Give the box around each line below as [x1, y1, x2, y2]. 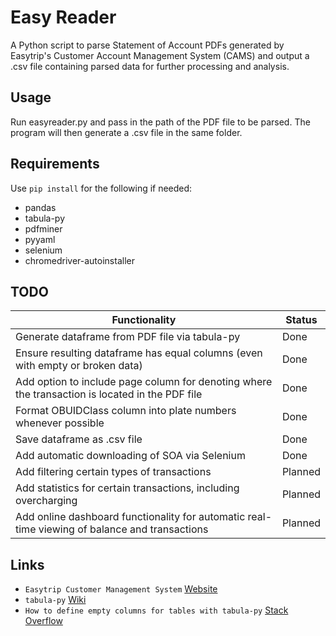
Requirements [10, 156, 100, 173]
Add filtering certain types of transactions [15, 465, 212, 479]
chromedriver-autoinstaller [24, 254, 135, 266]
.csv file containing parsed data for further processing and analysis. [10, 60, 290, 72]
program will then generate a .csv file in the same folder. [10, 126, 243, 138]
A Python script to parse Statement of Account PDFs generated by [10, 39, 285, 51]
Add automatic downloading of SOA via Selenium [15, 449, 246, 463]
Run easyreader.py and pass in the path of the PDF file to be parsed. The [10, 116, 311, 128]
